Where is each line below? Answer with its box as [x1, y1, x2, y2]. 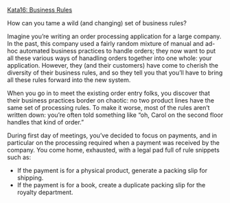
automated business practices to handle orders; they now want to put [19, 47, 216, 55]
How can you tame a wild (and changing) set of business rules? [7, 19, 187, 27]
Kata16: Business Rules [7, 6, 73, 14]
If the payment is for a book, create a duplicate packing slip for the [16, 181, 206, 189]
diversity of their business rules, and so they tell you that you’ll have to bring [7, 68, 223, 77]
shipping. [16, 174, 44, 182]
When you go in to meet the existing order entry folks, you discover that [7, 89, 211, 97]
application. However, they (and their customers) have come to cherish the [7, 62, 218, 69]
